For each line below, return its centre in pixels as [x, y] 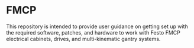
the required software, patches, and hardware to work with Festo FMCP [93, 32]
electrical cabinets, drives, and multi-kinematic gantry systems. [83, 39]
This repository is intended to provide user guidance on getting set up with [97, 26]
